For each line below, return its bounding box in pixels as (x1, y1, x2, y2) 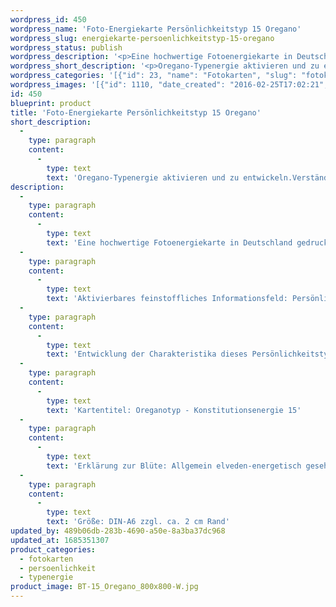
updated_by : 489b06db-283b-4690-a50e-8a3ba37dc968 (10, 526, 226, 536)
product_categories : (10, 544, 97, 555)
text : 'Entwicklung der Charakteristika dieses (46, 349, 248, 360)
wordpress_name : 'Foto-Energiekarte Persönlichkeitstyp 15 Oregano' (10, 24, 302, 34)
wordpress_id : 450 (10, 14, 87, 25)
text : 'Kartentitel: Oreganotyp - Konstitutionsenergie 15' (46, 405, 302, 415)
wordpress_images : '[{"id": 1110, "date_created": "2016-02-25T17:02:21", (10, 80, 329, 90)
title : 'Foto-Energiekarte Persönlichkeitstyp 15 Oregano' (10, 107, 262, 118)
